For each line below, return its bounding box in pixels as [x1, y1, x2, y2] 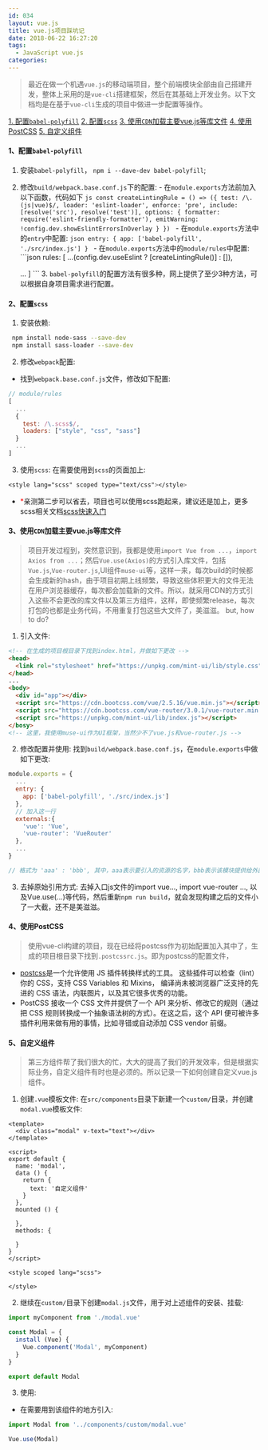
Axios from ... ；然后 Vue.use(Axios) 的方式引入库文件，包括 [27, 555, 227, 565]
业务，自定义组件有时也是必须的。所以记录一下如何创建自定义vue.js [34, 1067, 258, 1077]
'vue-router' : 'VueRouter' [22, 830, 112, 838]
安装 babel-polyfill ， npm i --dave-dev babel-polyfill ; [19, 166, 207, 175]
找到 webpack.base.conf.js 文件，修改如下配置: [19, 374, 171, 384]
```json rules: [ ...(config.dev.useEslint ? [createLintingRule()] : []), [19, 253, 233, 262]
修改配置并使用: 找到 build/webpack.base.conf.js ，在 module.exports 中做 [19, 744, 258, 754]
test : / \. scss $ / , [22, 419, 81, 428]
